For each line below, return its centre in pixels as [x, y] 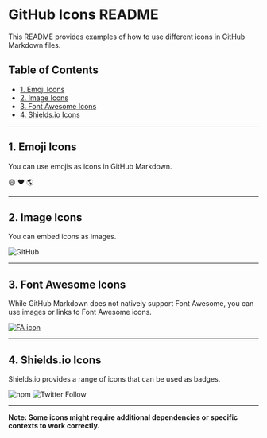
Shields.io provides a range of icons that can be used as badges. [114, 379]
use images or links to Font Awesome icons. [80, 312]
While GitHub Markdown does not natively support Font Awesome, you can [131, 304]
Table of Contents [54, 70]
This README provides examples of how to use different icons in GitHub [127, 37]
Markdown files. [35, 45]
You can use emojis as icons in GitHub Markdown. [90, 166]
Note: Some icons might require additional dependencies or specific [123, 417]
